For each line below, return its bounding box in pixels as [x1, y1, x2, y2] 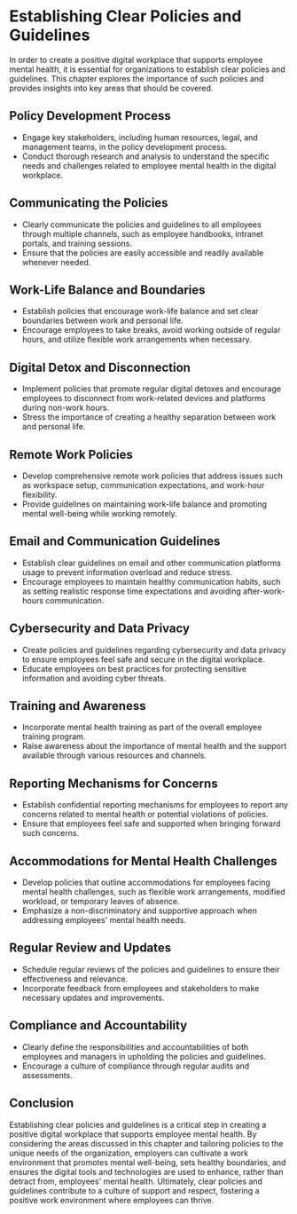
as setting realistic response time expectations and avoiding [21, 586, 242, 596]
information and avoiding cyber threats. [21, 673, 167, 683]
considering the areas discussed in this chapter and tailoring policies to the [9, 1138, 284, 1148]
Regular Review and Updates [9, 941, 172, 956]
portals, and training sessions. [21, 238, 133, 248]
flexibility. [21, 490, 58, 500]
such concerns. [21, 828, 80, 839]
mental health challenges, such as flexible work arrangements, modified [21, 887, 285, 897]
